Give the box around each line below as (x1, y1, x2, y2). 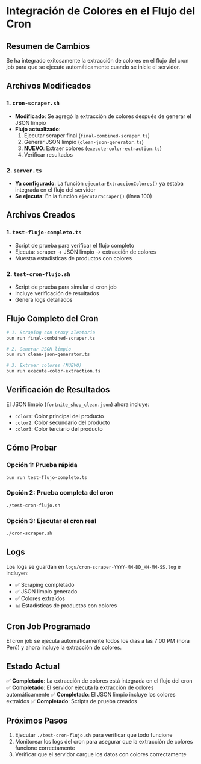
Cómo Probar (6, 443, 57, 453)
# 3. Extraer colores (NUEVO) (6, 363, 82, 369)
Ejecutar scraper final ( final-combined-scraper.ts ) (23, 131, 150, 139)
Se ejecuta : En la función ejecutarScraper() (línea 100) (14, 192, 152, 199)
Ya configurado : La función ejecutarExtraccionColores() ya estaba (14, 180, 184, 187)
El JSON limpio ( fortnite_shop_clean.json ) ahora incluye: (6, 401, 149, 408)
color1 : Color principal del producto (14, 412, 104, 419)
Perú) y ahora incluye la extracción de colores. (6, 643, 122, 651)
